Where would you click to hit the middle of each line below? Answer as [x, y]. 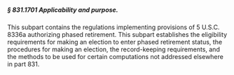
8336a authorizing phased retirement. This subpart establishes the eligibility [117, 34]
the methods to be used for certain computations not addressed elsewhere [116, 56]
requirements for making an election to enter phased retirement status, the [115, 42]
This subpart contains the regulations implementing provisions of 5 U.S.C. [113, 27]
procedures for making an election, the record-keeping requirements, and [114, 49]
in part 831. [23, 64]
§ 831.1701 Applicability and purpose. [63, 10]
